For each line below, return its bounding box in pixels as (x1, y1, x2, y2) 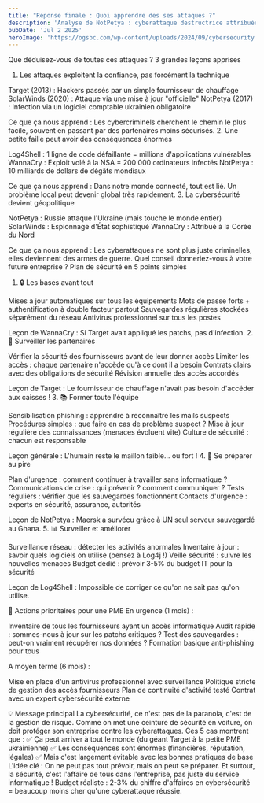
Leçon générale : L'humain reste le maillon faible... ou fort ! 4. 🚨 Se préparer (8, 451, 253, 461)
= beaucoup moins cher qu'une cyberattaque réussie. (8, 786, 182, 796)
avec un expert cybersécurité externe (8, 694, 130, 703)
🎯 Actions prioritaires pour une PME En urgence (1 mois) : (8, 606, 194, 616)
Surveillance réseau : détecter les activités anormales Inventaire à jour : (8, 542, 240, 552)
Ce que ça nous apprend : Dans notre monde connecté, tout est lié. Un (8, 182, 237, 191)
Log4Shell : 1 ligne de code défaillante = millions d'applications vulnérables (8, 150, 251, 159)
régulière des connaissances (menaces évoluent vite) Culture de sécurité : (8, 427, 249, 437)
